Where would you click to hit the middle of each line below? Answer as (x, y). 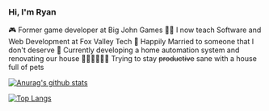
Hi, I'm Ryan (32, 12)
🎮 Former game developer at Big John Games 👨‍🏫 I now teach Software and (135, 30)
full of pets (26, 68)
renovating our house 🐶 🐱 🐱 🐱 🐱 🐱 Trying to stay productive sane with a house (132, 59)
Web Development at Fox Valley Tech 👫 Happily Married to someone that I (131, 42)
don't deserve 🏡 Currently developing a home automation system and (124, 50)
